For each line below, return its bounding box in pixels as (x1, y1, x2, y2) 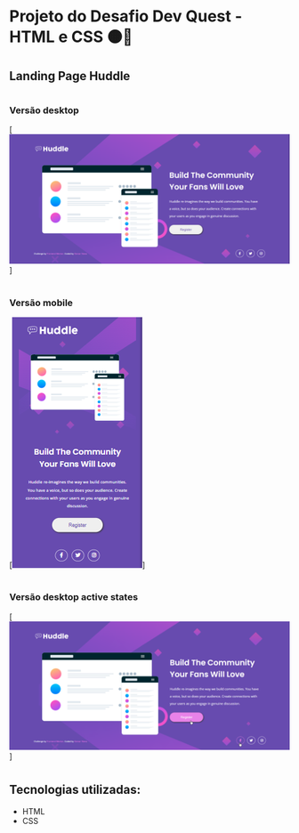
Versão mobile (9, 296, 74, 309)
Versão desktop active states (9, 591, 139, 603)
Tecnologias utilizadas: (9, 782, 141, 797)
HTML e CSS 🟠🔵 (9, 27, 133, 47)
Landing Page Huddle (9, 69, 131, 84)
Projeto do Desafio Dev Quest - (9, 6, 243, 27)
